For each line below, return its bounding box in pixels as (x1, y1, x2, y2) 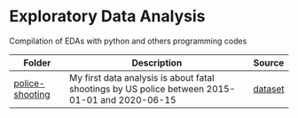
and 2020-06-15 (100, 93, 176, 106)
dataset (252, 83, 285, 95)
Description (131, 56, 183, 68)
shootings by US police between (69, 83, 205, 95)
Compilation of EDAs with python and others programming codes (9, 35, 247, 46)
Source (253, 56, 285, 68)
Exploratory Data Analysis (9, 6, 206, 27)
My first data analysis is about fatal (69, 71, 215, 83)
